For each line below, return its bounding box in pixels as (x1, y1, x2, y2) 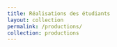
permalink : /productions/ (7, 23, 82, 30)
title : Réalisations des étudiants (7, 10, 111, 17)
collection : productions (7, 29, 79, 37)
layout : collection (7, 17, 64, 23)
